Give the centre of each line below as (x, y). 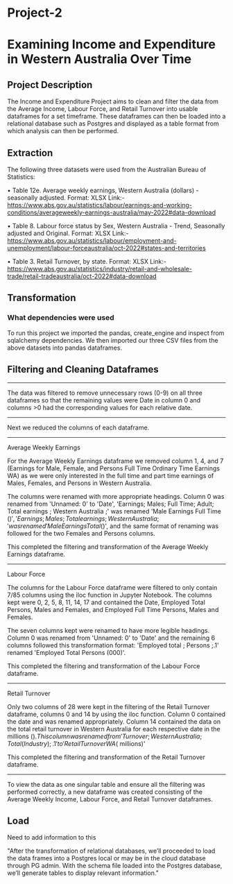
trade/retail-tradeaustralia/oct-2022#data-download (82, 276)
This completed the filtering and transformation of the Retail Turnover (106, 757)
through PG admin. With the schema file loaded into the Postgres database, (115, 866)
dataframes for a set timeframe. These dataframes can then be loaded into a (116, 117)
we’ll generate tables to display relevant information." (83, 873)
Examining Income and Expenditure (112, 45)
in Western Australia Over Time (100, 59)
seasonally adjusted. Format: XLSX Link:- (66, 198)
